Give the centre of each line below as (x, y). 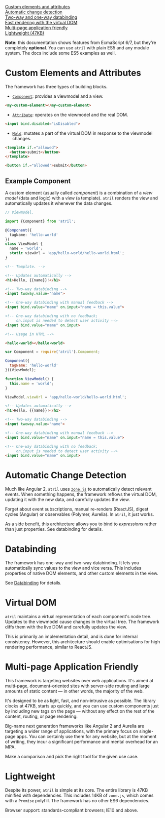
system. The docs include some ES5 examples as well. (61, 53)
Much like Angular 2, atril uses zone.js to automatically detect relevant (78, 489)
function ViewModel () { (30, 379)
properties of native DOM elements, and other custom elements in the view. (82, 573)
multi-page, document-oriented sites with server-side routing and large (78, 686)
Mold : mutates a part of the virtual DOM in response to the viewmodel (82, 133)
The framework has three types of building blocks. (56, 86)
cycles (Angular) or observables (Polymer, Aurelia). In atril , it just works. (80, 514)
